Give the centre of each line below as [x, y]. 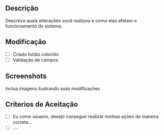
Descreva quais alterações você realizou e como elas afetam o [71, 20]
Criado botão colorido [36, 54]
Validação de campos [35, 60]
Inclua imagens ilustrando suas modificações [53, 88]
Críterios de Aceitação [42, 104]
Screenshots [26, 76]
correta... [22, 122]
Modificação [26, 42]
